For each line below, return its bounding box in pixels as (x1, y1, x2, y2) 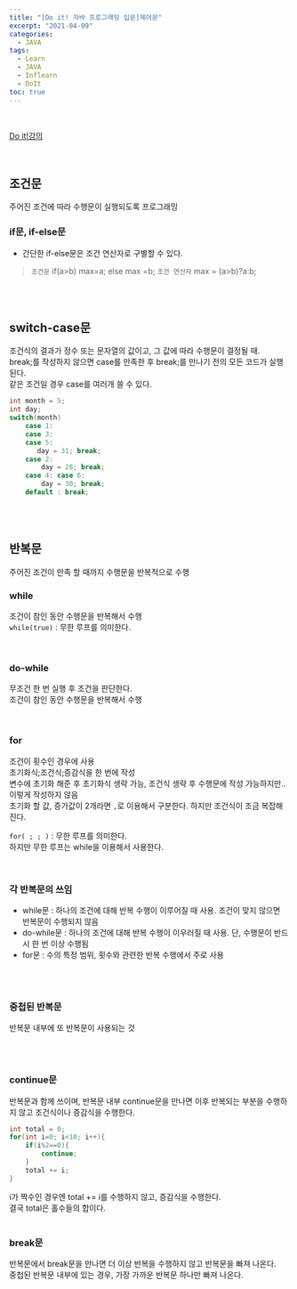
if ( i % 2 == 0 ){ (25, 1141, 69, 1150)
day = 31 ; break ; (36, 446, 101, 455)
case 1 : (25, 422, 53, 431)
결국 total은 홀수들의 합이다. (9, 1203, 107, 1213)
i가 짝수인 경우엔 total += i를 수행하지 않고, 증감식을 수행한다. (9, 1191, 221, 1202)
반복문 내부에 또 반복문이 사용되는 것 (9, 1023, 135, 1034)
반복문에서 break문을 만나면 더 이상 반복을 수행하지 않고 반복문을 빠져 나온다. (9, 1258, 277, 1269)
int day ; (9, 405, 42, 414)
